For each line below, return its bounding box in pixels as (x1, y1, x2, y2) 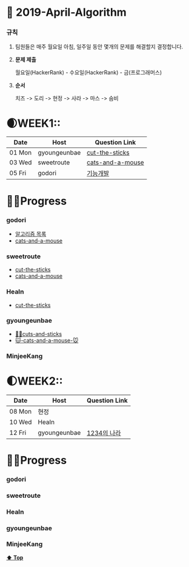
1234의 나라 (87, 429, 121, 437)
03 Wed (9, 158, 32, 167)
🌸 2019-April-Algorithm (6, 5, 127, 19)
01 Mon (9, 149, 32, 157)
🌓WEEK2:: (6, 374, 63, 388)
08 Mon (9, 407, 32, 415)
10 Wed (9, 418, 32, 426)
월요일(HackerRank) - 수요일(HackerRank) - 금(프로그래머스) (15, 69, 162, 76)
